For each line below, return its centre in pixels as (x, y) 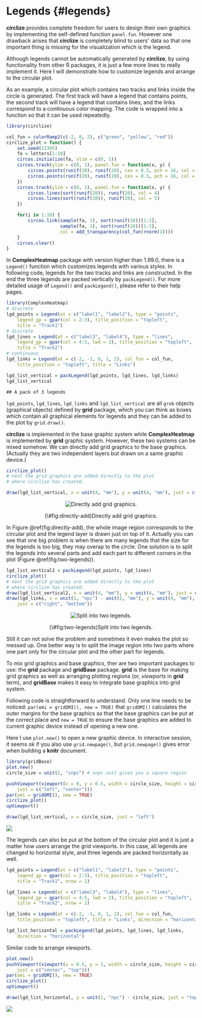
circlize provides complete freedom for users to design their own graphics (98, 28)
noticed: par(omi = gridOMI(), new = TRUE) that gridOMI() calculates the (96, 707)
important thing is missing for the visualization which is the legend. (89, 47)
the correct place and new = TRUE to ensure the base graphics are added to (99, 720)
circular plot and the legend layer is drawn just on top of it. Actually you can (100, 534)
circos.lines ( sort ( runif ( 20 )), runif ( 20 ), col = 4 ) (94, 193)
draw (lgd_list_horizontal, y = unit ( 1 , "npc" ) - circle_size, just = (95, 998)
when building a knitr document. (47, 751)
